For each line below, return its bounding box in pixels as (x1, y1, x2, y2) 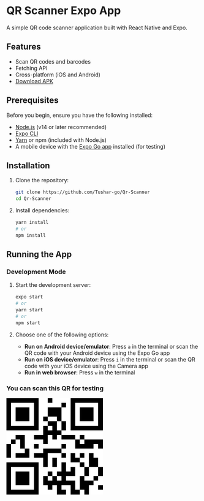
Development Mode (6, 267, 66, 276)
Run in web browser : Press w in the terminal (24, 368, 135, 376)
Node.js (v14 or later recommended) (15, 123, 107, 130)
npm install (15, 232, 46, 239)
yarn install (15, 220, 49, 226)
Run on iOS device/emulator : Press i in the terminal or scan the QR (24, 355, 195, 363)
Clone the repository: (15, 177, 69, 184)
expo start (15, 294, 43, 300)
